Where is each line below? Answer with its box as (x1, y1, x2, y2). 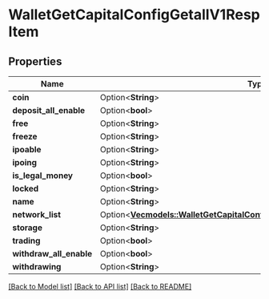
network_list (12, 209, 62, 220)
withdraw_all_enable (12, 248, 93, 259)
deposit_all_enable (12, 105, 86, 115)
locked (12, 183, 39, 194)
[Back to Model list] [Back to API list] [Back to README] (8, 282, 192, 291)
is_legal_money (12, 170, 74, 181)
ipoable (12, 144, 42, 155)
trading (12, 235, 41, 246)
